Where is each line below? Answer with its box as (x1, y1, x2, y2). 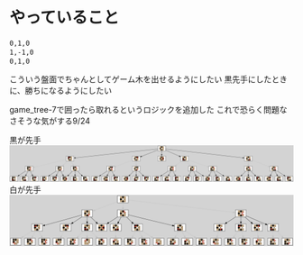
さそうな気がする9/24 (9, 115, 91, 126)
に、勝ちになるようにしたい (9, 85, 113, 96)
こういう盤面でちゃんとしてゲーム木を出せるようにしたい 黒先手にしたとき (9, 73, 289, 85)
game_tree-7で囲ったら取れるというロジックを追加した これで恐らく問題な (9, 104, 288, 114)
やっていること (9, 7, 120, 28)
